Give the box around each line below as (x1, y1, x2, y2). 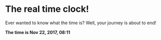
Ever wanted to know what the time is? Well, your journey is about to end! (5, 20, 156, 26)
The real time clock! (5, 3, 89, 15)
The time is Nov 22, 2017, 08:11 (5, 29, 70, 35)
